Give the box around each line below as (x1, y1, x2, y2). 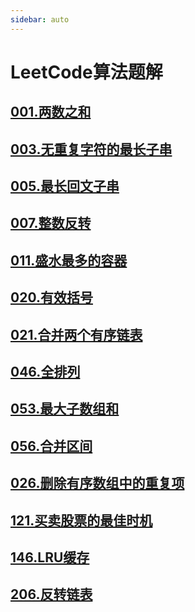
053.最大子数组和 (10, 401, 120, 418)
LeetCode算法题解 (10, 61, 163, 83)
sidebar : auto (10, 14, 70, 25)
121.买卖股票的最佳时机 (10, 512, 153, 529)
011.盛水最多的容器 (10, 252, 128, 269)
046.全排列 (10, 363, 81, 380)
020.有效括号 (10, 289, 93, 306)
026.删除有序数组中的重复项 (10, 475, 185, 492)
